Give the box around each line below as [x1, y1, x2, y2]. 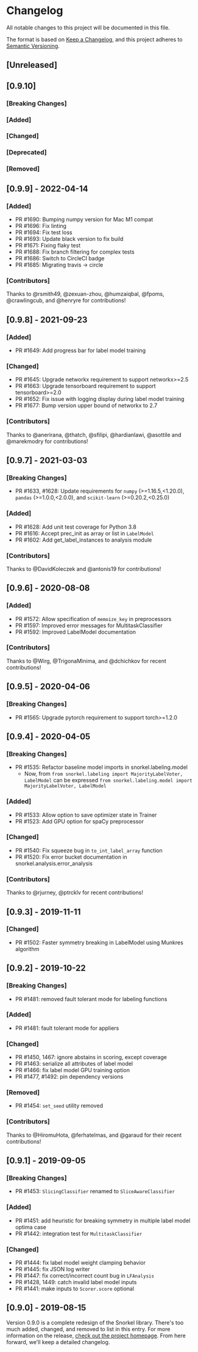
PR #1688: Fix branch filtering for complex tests [15, 248, 135, 255]
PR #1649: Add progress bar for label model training [15, 347, 146, 354]
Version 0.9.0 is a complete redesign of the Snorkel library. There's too [6, 1318, 184, 1326]
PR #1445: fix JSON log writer [15, 1265, 90, 1273]
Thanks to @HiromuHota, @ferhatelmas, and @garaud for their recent [6, 1131, 182, 1139]
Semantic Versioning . [6, 42, 60, 50]
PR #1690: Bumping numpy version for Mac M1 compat [15, 216, 154, 223]
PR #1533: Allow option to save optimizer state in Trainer [15, 811, 157, 818]
